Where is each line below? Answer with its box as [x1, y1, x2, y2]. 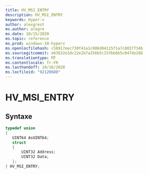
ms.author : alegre [5, 27, 45, 32]
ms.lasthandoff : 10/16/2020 [5, 65, 66, 70]
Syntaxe [5, 112, 32, 121]
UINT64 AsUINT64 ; [12, 135, 50, 140]
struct [12, 140, 27, 145]
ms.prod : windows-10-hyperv [5, 41, 66, 46]
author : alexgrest [5, 22, 45, 27]
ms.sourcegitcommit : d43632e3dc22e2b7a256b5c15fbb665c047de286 [5, 50, 143, 55]
